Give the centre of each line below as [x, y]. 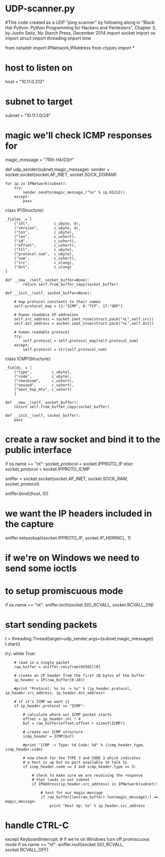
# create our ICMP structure [53, 732]
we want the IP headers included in [79, 513]
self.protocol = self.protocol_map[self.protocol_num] [81, 341]
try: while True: [21, 653]
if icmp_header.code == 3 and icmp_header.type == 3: [80, 767]
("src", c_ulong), [44, 263]
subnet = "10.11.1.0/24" [28, 115]
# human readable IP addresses [46, 315]
